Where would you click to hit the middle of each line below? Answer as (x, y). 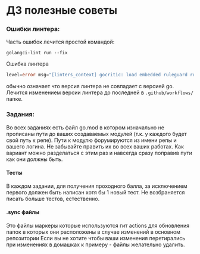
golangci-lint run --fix (37, 53)
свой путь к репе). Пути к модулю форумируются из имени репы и (91, 140)
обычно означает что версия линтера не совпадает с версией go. (90, 86)
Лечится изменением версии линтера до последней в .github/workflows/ (100, 92)
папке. (14, 99)
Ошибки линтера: (33, 29)
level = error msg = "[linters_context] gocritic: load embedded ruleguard (97, 75)
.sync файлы (23, 212)
